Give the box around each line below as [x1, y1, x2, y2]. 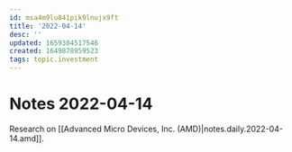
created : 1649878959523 [9, 47, 99, 56]
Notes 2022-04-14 [9, 94, 153, 114]
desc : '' [9, 30, 42, 39]
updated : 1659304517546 [9, 38, 99, 48]
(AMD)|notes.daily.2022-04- [177, 123, 284, 134]
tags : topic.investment [9, 55, 99, 64]
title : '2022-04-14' [9, 22, 87, 31]
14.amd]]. [9, 132, 45, 144]
